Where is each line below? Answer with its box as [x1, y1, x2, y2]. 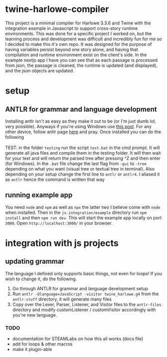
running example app [5, 191, 73, 199]
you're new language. [12, 312, 57, 318]
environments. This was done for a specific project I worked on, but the [5, 30, 152, 36]
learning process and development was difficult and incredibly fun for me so [5, 36, 162, 42]
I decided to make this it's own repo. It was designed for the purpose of [5, 41, 152, 47]
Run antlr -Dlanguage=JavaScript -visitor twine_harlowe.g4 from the [12, 291, 159, 297]
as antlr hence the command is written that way [5, 176, 105, 182]
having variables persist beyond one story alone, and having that [5, 46, 138, 52]
